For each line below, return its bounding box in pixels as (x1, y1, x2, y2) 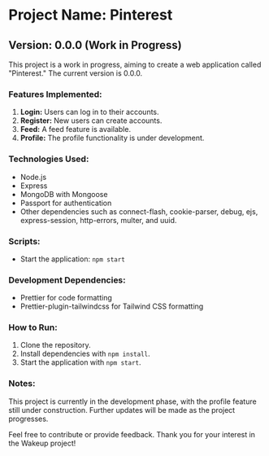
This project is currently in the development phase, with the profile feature (8, 397, 258, 406)
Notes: (8, 378, 36, 389)
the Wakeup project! (8, 438, 76, 448)
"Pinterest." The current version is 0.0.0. (8, 68, 143, 78)
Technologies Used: (8, 153, 89, 164)
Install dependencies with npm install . (20, 349, 150, 359)
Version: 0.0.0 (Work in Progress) (8, 38, 182, 52)
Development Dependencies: (8, 274, 126, 286)
